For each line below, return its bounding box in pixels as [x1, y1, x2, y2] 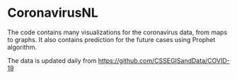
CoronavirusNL [7, 5, 99, 21]
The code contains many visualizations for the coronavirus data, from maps [7, 28, 228, 36]
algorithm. [7, 43, 37, 51]
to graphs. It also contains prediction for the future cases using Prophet [7, 35, 216, 43]
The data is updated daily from [7, 56, 97, 64]
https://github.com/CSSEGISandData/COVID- [98, 56, 230, 64]
